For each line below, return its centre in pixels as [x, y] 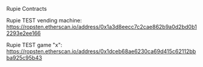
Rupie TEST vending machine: [44, 20]
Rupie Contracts [27, 9]
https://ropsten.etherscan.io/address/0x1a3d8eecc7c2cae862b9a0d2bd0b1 [101, 27]
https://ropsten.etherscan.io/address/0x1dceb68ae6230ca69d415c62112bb [101, 51]
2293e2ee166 [24, 33]
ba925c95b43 [24, 58]
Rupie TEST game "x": [34, 45]
